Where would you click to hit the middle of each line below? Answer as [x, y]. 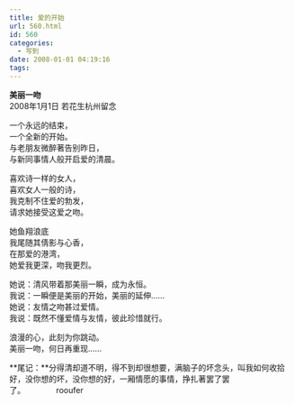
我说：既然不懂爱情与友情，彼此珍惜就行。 [88, 317]
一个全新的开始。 [41, 136]
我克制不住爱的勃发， [49, 200]
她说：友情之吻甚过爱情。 [57, 307]
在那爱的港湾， [37, 253]
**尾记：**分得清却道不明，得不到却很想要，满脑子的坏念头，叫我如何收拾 [147, 367]
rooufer [70, 390]
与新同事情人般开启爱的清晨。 [64, 159]
